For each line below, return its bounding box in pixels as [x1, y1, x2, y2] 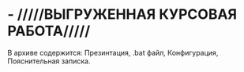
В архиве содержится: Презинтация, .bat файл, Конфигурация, [7, 48, 219, 57]
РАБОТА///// [7, 22, 91, 40]
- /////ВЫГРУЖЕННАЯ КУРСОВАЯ [7, 5, 238, 23]
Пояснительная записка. [7, 56, 91, 66]
